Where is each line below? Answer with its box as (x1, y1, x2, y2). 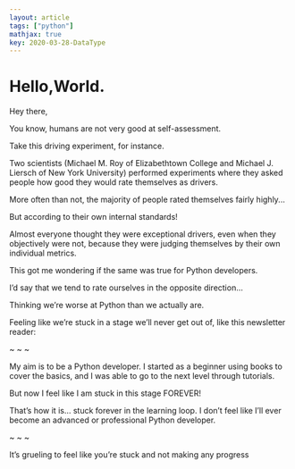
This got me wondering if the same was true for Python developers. (9, 265, 258, 276)
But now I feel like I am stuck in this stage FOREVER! (9, 388, 202, 398)
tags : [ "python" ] (9, 21, 74, 30)
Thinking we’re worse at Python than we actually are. (9, 300, 205, 311)
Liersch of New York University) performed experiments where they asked (9, 167, 283, 179)
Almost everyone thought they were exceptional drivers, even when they (9, 229, 277, 239)
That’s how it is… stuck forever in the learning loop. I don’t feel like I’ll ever (9, 406, 282, 416)
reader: (9, 327, 37, 338)
